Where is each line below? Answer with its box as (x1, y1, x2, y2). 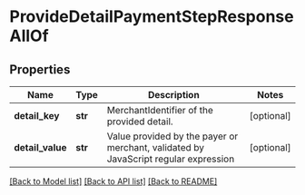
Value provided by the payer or (106, 130, 239, 142)
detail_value (14, 141, 67, 153)
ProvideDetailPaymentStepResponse (9, 6, 294, 27)
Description (148, 89, 200, 101)
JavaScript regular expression (106, 152, 235, 165)
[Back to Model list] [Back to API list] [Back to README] (9, 176, 218, 187)
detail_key (14, 110, 60, 122)
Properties (9, 62, 71, 77)
